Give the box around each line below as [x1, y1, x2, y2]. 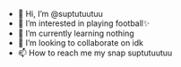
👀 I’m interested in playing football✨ [17, 18, 151, 29]
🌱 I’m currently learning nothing [17, 28, 134, 38]
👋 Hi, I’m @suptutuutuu [17, 9, 103, 19]
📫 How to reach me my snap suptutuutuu [17, 47, 173, 58]
